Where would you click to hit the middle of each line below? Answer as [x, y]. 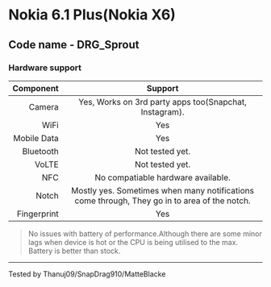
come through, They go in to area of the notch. [163, 201]
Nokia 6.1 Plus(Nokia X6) [92, 15]
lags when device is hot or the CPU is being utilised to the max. [133, 242]
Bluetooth [40, 151]
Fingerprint [38, 214]
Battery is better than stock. [74, 251]
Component [35, 88]
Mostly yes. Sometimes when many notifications [163, 190]
